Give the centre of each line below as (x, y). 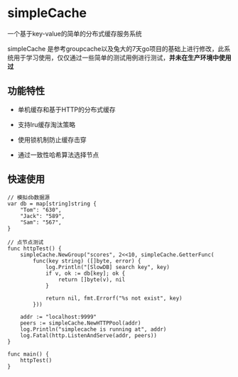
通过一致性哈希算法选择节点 (58, 155)
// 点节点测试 (26, 242)
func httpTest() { (34, 248)
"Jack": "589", (43, 216)
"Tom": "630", (41, 210)
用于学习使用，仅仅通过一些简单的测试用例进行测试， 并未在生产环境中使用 (122, 58)
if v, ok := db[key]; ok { (85, 273)
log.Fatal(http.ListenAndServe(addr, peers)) (89, 335)
